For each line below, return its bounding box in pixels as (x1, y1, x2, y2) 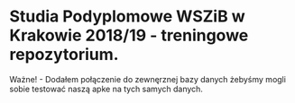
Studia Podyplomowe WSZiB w (9, 6, 245, 27)
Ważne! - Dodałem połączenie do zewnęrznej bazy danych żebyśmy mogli (9, 73, 287, 84)
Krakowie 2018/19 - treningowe (9, 25, 249, 46)
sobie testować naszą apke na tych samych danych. (9, 83, 203, 94)
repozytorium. (9, 45, 119, 64)
